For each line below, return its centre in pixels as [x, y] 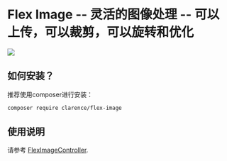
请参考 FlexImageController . [48, 150]
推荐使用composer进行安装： [50, 94]
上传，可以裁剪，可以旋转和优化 [101, 32]
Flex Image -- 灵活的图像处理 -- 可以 [113, 15]
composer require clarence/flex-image [65, 108]
